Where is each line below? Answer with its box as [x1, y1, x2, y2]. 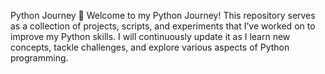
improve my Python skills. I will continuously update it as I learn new [10, 31, 291, 42]
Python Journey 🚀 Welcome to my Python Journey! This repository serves [10, 10, 316, 21]
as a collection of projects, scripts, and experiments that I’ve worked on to [10, 20, 316, 32]
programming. [10, 52, 69, 64]
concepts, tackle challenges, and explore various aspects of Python [10, 41, 290, 53]
